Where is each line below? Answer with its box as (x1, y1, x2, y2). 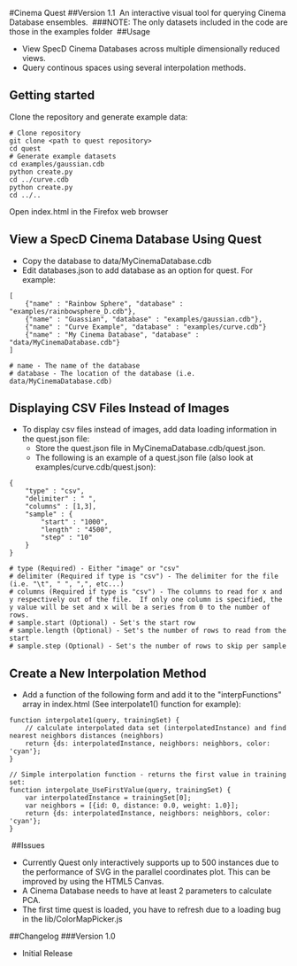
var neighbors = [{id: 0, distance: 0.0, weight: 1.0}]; (25, 801, 240, 810)
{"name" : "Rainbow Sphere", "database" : (25, 299, 184, 308)
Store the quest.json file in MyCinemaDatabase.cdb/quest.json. (34, 443, 266, 454)
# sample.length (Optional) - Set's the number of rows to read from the (9, 627, 287, 635)
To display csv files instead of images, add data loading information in (21, 425, 277, 435)
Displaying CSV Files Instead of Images (9, 401, 230, 416)
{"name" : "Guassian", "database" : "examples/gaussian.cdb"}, (25, 315, 263, 323)
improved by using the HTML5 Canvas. (21, 876, 164, 887)
